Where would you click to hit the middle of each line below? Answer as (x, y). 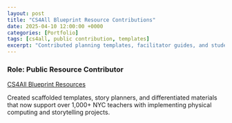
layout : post (26, 13)
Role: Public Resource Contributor (66, 69)
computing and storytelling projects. (59, 112)
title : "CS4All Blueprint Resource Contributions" (81, 20)
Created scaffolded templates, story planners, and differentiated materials (112, 98)
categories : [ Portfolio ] (43, 33)
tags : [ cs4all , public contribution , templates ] (78, 39)
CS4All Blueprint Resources (47, 85)
